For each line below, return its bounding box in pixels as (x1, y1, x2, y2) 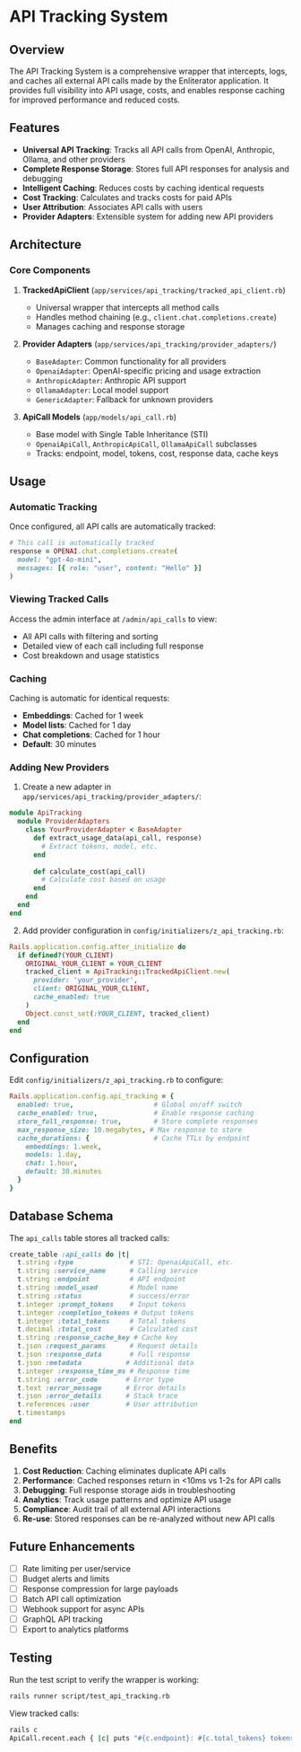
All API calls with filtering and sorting (21, 630, 159, 641)
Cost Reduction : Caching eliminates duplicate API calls (21, 1466, 227, 1476)
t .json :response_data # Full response (17, 1350, 191, 1360)
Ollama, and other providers (21, 154, 125, 164)
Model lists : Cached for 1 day (21, 720, 132, 731)
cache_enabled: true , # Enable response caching (17, 1109, 254, 1118)
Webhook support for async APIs (21, 1603, 145, 1614)
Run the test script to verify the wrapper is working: (9, 1674, 200, 1685)
